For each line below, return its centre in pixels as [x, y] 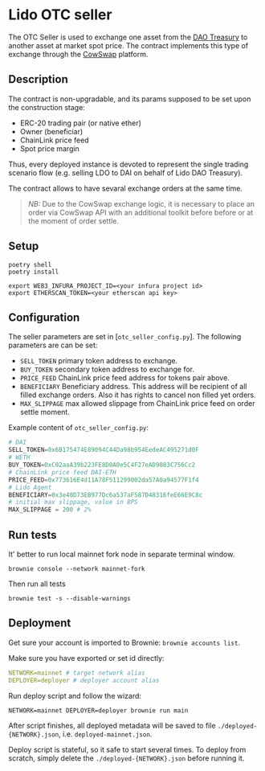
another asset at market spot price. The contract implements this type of [128, 45]
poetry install [34, 272]
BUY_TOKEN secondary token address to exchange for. [107, 369]
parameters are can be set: [53, 345]
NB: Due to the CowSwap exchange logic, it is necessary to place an [141, 203]
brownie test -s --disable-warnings [69, 598]
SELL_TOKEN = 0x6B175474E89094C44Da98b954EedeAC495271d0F [104, 450]
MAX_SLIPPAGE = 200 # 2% [50, 510]
